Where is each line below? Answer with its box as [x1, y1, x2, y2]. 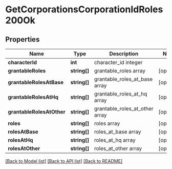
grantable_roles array [94, 67, 146, 74]
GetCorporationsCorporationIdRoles [5, 4, 163, 15]
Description [109, 50, 139, 57]
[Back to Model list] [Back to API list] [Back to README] [5, 158, 123, 164]
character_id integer [94, 59, 143, 66]
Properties [5, 35, 40, 44]
